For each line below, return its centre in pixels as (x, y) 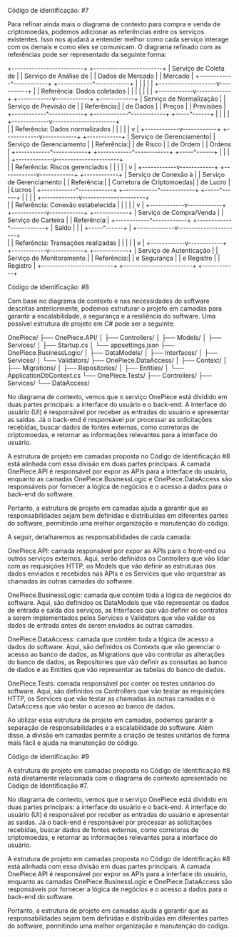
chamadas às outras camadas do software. (71, 581)
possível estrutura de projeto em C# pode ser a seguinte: (91, 324)
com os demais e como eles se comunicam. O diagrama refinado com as (115, 47)
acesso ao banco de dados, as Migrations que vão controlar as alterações (116, 654)
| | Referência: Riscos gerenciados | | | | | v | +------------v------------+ (113, 167)
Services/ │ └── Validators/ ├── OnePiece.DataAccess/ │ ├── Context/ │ (117, 360)
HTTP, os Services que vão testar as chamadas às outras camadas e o (111, 698)
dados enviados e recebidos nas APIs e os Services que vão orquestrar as (117, 573)
